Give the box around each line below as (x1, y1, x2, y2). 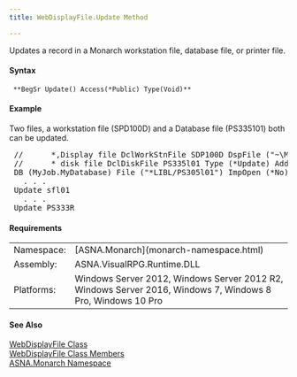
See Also (9, 319, 42, 330)
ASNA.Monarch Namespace (9, 358, 112, 368)
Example (9, 104, 42, 114)
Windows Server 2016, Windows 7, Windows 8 (74, 284, 272, 296)
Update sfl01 (13, 185, 71, 196)
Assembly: (13, 258, 57, 271)
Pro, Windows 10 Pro (74, 295, 164, 307)
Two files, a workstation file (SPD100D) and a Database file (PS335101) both (9, 123, 286, 134)
